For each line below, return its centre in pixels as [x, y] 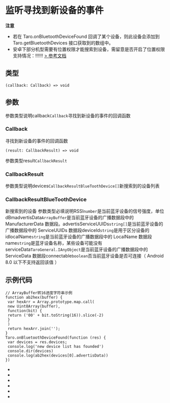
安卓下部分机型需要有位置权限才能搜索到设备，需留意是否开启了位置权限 [89, 49]
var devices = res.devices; [37, 342]
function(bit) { [25, 311]
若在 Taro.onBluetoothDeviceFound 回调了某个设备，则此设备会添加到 [86, 36]
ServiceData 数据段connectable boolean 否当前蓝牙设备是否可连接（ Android [85, 256]
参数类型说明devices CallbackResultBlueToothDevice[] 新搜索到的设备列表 [82, 186]
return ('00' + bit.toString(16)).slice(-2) [55, 315]
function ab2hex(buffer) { [34, 298]
